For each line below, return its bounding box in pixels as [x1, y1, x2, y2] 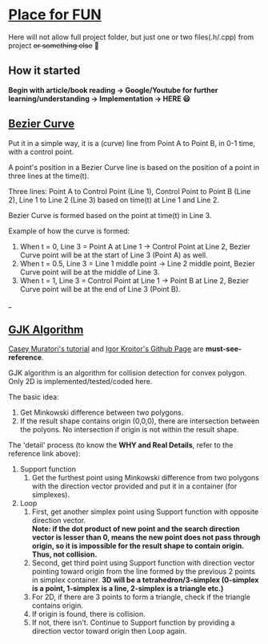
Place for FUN [8, 6, 102, 24]
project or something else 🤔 [8, 40, 100, 50]
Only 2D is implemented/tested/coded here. [8, 377, 153, 387]
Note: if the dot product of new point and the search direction [31, 524, 240, 534]
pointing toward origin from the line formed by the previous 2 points [31, 567, 256, 577]
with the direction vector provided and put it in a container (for [31, 481, 238, 491]
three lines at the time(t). [8, 171, 90, 180]
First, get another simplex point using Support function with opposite [31, 507, 258, 516]
